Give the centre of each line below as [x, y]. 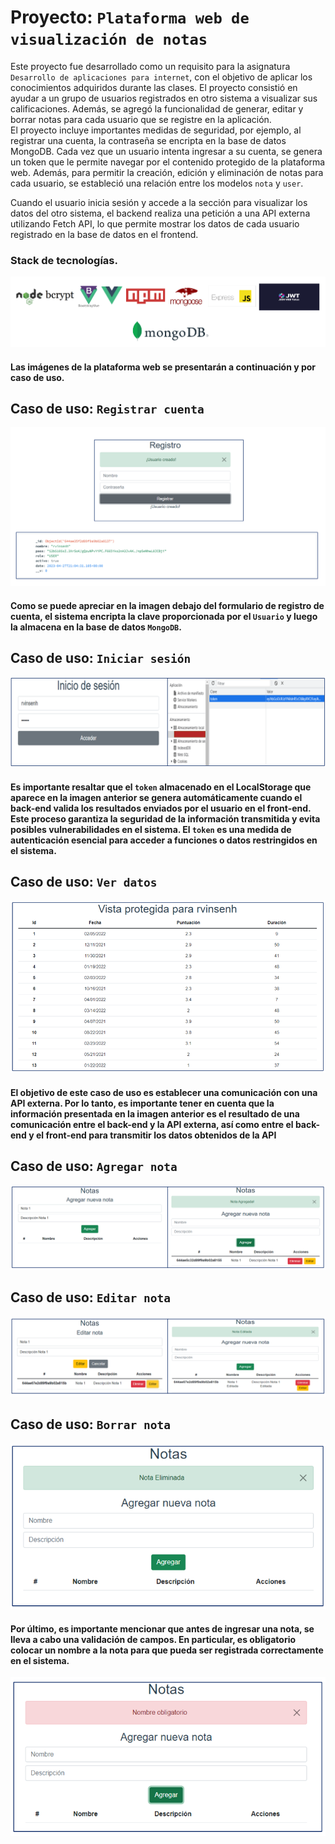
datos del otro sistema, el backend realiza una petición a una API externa [160, 213]
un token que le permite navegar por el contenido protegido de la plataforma [168, 162]
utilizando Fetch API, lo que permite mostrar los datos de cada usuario [155, 223]
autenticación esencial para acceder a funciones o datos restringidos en [164, 840]
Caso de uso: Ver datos [84, 882]
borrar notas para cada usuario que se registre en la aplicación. [141, 119]
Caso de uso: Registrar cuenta [107, 409]
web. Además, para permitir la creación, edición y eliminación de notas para [167, 172]
